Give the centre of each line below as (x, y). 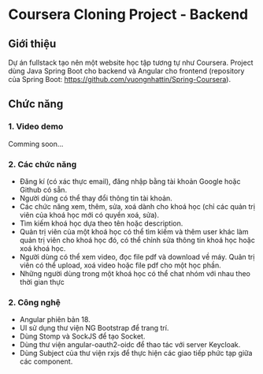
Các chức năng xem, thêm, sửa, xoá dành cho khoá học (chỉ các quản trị (137, 206)
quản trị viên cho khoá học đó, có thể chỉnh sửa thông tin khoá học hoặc (137, 240)
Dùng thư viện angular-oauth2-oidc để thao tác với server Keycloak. (130, 345)
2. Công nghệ (35, 302)
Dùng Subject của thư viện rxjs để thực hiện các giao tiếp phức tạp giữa (136, 353)
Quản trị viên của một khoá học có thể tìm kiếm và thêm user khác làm (134, 231)
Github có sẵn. (43, 189)
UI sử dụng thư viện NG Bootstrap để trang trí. (94, 328)
